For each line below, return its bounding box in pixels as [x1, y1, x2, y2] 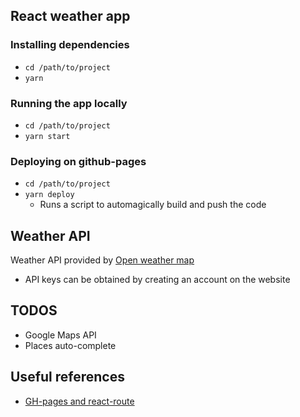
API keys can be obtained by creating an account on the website [24, 274, 291, 286]
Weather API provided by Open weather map [10, 254, 195, 266]
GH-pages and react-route [24, 395, 135, 407]
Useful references [10, 369, 125, 386]
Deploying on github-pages [10, 154, 147, 168]
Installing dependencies [10, 38, 130, 52]
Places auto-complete [24, 339, 117, 351]
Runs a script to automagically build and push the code [39, 199, 267, 211]
